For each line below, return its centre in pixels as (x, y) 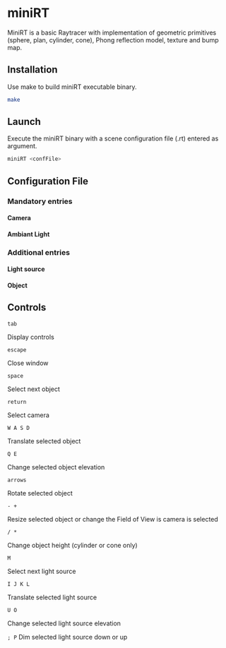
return (17, 402)
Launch (24, 122)
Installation (32, 70)
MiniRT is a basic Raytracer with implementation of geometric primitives (112, 32)
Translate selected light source (52, 597)
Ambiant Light (29, 234)
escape (17, 350)
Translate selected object (44, 441)
